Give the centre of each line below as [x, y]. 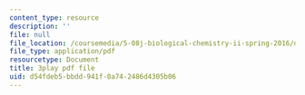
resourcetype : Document [54, 60]
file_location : [38, 43]
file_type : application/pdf [63, 52]
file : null [30, 34]
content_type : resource [54, 18]
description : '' [40, 26]
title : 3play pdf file [52, 69]
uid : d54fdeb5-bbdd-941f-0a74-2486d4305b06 [93, 77]
